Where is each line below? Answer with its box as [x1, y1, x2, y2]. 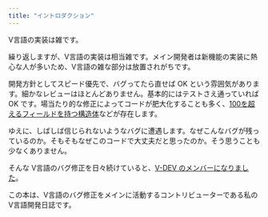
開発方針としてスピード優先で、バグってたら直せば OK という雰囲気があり [8, 78, 254, 88]
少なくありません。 [8, 146, 72, 155]
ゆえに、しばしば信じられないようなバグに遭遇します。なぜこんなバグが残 [8, 126, 253, 135]
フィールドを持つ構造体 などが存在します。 [22, 109, 162, 119]
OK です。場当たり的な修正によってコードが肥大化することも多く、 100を [8, 98, 248, 108]
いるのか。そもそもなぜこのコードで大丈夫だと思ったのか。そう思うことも [14, 135, 261, 145]
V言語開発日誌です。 [8, 199, 76, 209]
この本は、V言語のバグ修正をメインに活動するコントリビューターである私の [8, 190, 258, 199]
